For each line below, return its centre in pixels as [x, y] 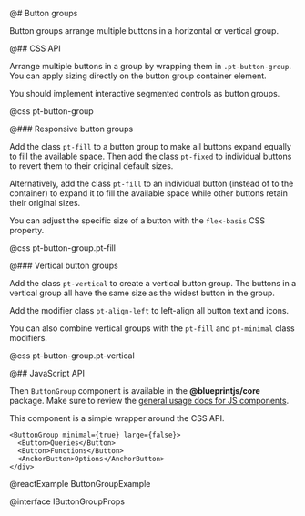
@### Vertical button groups [64, 265]
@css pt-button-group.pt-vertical [72, 356]
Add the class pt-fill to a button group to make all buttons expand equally [150, 146]
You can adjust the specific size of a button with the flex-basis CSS [137, 221]
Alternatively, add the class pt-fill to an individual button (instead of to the [152, 183]
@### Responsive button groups [71, 129]
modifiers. [29, 338]
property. [27, 230]
